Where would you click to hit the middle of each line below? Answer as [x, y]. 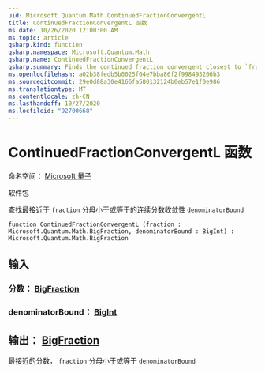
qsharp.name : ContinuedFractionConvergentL [81, 60]
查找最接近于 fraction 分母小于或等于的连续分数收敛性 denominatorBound [126, 209]
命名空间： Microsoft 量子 [50, 175]
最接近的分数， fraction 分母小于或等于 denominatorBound [102, 360]
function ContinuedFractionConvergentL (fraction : [95, 224]
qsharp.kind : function [45, 45]
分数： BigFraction [44, 289]
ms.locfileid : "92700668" [50, 111]
